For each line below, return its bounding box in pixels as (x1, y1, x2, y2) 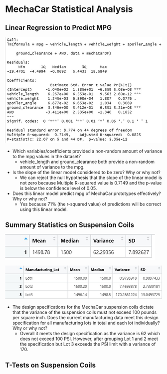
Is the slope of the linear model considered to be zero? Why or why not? (12, 169, 161, 175)
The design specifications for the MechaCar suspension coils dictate (12, 304, 154, 310)
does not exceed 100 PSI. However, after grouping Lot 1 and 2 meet (19, 336, 159, 342)
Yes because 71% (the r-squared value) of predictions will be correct (19, 201, 161, 207)
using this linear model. (19, 206, 68, 212)
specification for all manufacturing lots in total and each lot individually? (12, 320, 160, 326)
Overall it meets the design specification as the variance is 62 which (19, 331, 161, 337)
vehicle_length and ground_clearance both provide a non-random (19, 159, 155, 165)
